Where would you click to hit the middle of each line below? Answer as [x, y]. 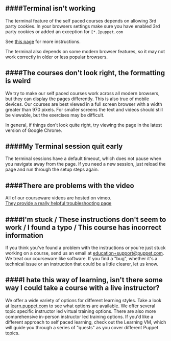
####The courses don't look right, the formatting [85, 73]
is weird [18, 81]
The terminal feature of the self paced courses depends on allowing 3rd [81, 20]
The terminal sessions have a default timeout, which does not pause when [83, 158]
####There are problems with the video [70, 185]
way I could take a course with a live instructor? [82, 288]
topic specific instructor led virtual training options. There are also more [81, 311]
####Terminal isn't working [51, 8]
